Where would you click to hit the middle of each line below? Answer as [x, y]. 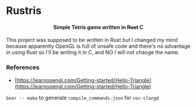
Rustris [24, 11]
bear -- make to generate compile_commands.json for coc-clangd [82, 98]
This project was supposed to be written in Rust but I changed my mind [92, 40]
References [23, 67]
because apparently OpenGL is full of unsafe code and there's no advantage [98, 46]
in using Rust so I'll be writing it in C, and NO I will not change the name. [93, 52]
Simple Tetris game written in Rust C [98, 27]
